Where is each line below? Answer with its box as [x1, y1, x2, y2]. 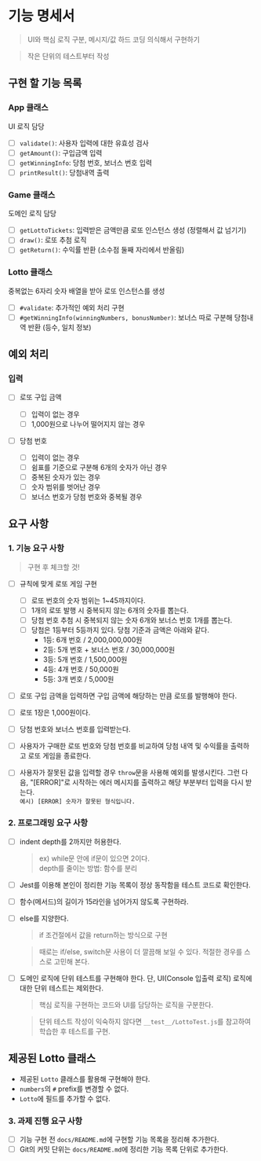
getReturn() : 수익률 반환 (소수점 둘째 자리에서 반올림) [19, 245, 185, 255]
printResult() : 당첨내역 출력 [19, 167, 110, 177]
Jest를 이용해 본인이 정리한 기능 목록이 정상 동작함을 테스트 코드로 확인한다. [19, 880, 251, 889]
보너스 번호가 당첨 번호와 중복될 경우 [31, 492, 143, 502]
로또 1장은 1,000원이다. [19, 708, 91, 718]
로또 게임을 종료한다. [27, 751, 92, 761]
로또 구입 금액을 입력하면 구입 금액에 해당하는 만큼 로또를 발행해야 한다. [19, 691, 237, 700]
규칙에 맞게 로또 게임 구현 [19, 579, 98, 588]
